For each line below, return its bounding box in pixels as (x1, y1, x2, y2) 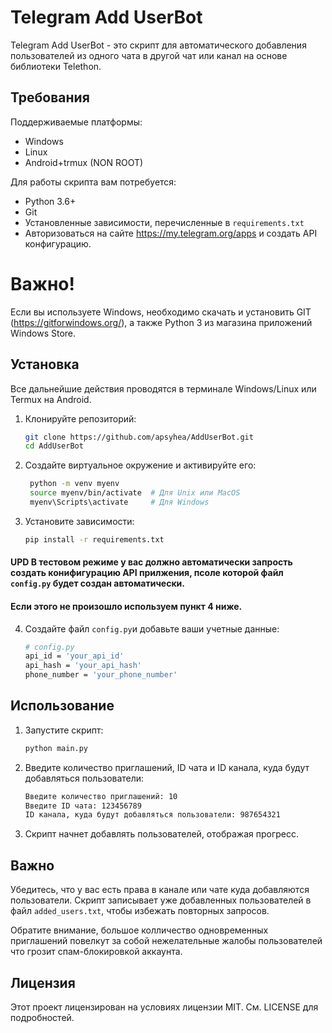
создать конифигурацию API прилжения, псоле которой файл (10, 567, 284, 579)
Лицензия (10, 974, 76, 991)
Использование (10, 697, 115, 715)
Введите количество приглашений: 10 (24, 791, 178, 801)
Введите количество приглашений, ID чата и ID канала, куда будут (24, 761, 310, 773)
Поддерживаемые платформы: (10, 116, 143, 128)
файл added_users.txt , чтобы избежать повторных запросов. (10, 905, 270, 917)
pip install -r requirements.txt (24, 534, 165, 545)
